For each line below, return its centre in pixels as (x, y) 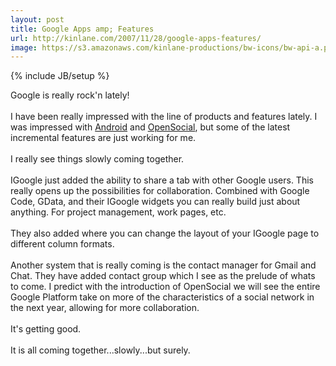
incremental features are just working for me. (103, 138)
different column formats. (62, 244)
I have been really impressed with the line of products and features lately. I (164, 117)
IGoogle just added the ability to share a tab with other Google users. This (162, 180)
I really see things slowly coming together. (97, 159)
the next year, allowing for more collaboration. (105, 308)
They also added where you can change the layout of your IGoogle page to (165, 233)
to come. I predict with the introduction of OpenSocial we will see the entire (165, 287)
